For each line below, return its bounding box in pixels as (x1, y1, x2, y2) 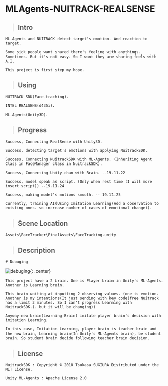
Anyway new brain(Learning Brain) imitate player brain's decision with (5, 313, 161, 318)
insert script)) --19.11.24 (5, 183, 65, 188)
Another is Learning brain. (5, 283, 65, 288)
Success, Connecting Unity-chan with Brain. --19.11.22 (5, 170, 125, 175)
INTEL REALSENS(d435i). (5, 103, 55, 108)
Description (17, 246, 55, 255)
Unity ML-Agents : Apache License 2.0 (5, 376, 87, 381)
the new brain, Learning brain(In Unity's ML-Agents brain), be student (5, 331, 161, 336)
